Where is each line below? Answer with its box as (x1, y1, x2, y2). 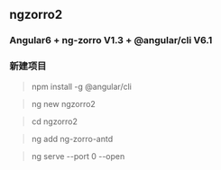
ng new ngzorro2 (31, 98, 97, 109)
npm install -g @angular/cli (31, 81, 133, 92)
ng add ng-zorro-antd (31, 133, 114, 144)
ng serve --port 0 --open (31, 150, 125, 161)
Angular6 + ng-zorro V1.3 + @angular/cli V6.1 (9, 34, 213, 47)
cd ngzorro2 (31, 116, 78, 127)
